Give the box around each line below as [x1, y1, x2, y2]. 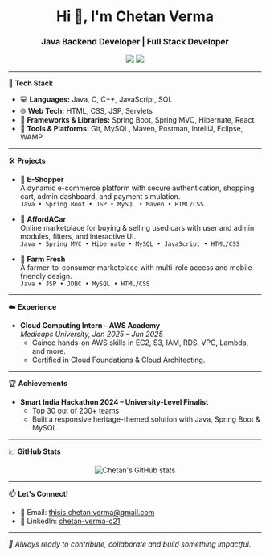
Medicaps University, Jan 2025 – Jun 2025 [19, 330, 163, 339]
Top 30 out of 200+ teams [31, 406, 120, 416]
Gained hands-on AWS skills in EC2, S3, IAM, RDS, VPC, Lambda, [31, 338, 249, 347]
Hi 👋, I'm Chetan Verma [55, 7, 215, 26]
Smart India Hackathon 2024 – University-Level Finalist [19, 397, 209, 407]
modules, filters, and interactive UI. [19, 231, 137, 241]
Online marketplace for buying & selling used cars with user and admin [19, 223, 255, 233]
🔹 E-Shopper [19, 175, 64, 185]
